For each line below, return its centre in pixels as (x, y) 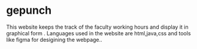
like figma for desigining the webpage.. (54, 39)
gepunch (29, 10)
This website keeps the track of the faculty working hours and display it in (97, 27)
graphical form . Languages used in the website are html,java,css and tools (99, 33)
